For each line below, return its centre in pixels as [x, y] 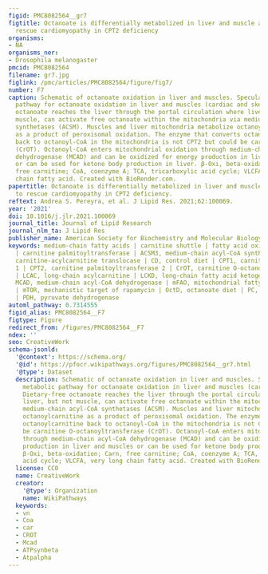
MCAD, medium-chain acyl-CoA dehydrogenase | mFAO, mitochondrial [128, 283]
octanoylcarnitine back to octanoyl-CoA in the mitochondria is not [139, 424]
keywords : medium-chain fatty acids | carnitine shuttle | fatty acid [128, 246]
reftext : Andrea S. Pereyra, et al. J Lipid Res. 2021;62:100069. [121, 201]
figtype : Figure [35, 320]
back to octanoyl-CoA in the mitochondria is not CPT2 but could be [132, 142]
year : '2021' [30, 208]
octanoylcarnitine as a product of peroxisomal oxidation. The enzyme [142, 417]
